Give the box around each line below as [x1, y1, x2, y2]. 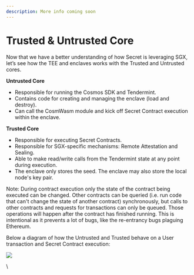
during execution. [14, 161, 58, 168]
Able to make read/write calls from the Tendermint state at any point [14, 155, 180, 162]
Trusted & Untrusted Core [6, 33, 134, 47]
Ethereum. [6, 223, 31, 230]
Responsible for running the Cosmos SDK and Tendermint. [14, 89, 157, 96]
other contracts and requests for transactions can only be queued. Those [6, 204, 184, 211]
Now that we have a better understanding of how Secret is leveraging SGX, [6, 53, 188, 61]
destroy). [14, 101, 37, 108]
